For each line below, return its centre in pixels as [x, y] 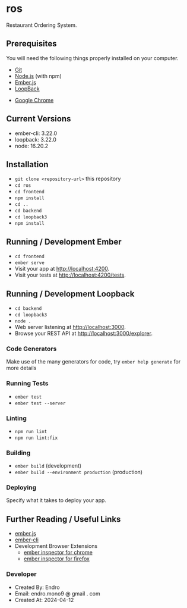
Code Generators [31, 349]
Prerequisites [31, 44]
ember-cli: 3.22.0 [36, 133]
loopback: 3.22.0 [35, 139]
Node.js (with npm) [38, 76]
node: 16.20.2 [31, 146]
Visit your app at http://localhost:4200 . [62, 269]
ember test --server [40, 403]
